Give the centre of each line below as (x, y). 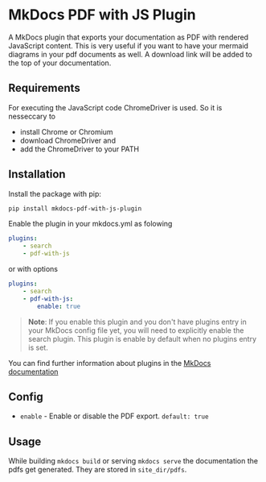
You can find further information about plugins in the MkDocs (110, 363)
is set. (38, 347)
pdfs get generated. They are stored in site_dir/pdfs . (98, 470)
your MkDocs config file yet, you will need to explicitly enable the (136, 330)
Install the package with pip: (55, 193)
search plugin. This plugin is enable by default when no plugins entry (142, 339)
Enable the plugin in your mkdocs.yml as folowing (90, 224)
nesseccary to (32, 116)
